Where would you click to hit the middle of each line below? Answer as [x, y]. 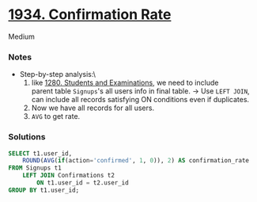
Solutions [27, 137]
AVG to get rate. [56, 116]
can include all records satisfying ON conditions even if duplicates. [140, 100]
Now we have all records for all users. [93, 108]
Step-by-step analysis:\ [58, 74]
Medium [22, 36]
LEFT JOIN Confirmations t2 [68, 176]
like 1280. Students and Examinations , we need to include [125, 83]
